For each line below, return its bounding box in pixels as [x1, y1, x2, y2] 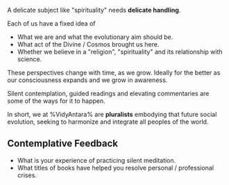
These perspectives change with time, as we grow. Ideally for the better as [7, 69, 221, 77]
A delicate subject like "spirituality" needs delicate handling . [7, 6, 181, 14]
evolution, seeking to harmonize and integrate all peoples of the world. [7, 118, 209, 126]
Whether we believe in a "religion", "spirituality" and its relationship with [17, 48, 223, 56]
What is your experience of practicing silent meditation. [17, 156, 176, 164]
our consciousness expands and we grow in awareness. [7, 76, 168, 84]
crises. [17, 170, 37, 179]
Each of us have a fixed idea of [7, 19, 96, 27]
